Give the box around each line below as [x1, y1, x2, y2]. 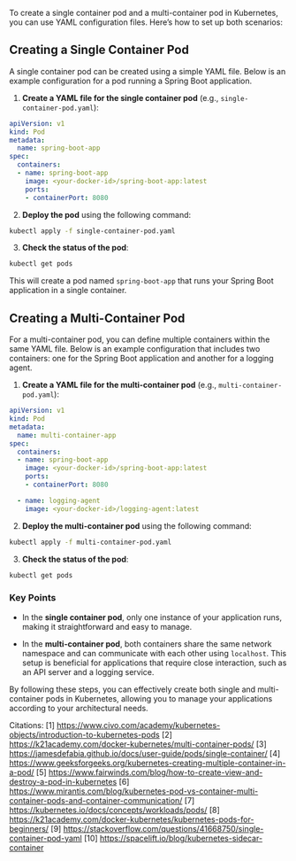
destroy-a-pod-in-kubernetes [9, 776, 118, 787]
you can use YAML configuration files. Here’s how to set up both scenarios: [9, 17, 283, 27]
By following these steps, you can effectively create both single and [9, 684, 256, 694]
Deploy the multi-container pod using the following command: [21, 520, 252, 531]
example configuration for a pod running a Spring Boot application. [9, 75, 253, 86]
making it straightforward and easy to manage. [21, 621, 193, 632]
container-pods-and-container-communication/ [9, 795, 183, 805]
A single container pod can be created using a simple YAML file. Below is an [9, 66, 286, 76]
